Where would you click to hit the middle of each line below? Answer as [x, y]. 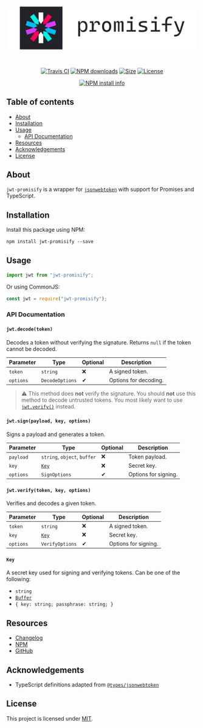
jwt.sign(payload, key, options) [49, 421]
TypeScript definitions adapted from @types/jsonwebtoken [87, 685]
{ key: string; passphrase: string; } [64, 605]
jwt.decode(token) [29, 329]
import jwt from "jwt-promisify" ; [50, 275]
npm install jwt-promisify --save [50, 242]
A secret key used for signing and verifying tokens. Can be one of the [93, 573]
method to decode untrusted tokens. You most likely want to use [102, 400]
